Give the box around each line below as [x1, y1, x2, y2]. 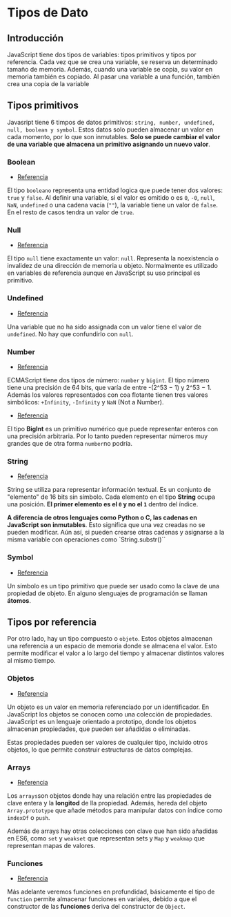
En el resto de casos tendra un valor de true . [7, 208, 134, 216]
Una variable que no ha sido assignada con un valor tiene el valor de [7, 322, 202, 331]
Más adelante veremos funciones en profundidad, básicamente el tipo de [7, 887, 215, 896]
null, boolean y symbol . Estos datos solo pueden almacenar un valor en [7, 125, 214, 134]
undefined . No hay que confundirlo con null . [7, 329, 134, 338]
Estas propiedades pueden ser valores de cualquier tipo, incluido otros [7, 738, 208, 746]
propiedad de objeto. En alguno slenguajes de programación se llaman [7, 589, 208, 597]
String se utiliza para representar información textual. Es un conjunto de [7, 486, 212, 494]
